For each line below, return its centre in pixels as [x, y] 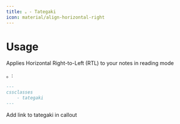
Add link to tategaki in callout [42, 114]
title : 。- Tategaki [31, 12]
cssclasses [20, 92]
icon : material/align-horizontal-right [56, 17]
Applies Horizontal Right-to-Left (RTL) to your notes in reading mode [90, 63]
